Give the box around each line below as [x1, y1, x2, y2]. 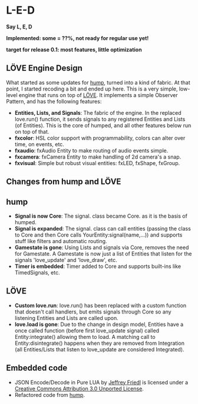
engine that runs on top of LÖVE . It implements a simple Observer [18, 91, 178, 98]
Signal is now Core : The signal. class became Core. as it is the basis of [14, 212, 187, 219]
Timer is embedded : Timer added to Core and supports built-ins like [14, 263, 181, 270]
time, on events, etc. [14, 140, 65, 148]
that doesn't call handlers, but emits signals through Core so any [14, 308, 172, 315]
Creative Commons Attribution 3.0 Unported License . [14, 385, 144, 392]
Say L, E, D [6, 23, 32, 30]
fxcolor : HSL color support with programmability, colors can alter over [14, 134, 186, 141]
